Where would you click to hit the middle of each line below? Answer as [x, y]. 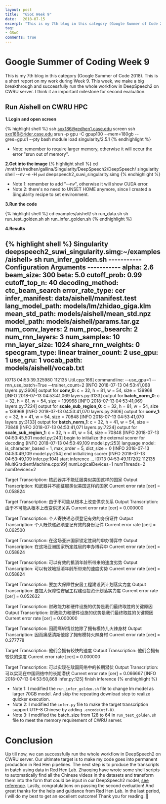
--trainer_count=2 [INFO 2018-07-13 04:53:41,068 [99, 385]
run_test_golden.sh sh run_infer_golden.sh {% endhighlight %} [69, 219]
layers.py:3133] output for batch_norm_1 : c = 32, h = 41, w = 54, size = [77, 422]
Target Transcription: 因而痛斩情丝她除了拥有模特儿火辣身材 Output [74, 628]
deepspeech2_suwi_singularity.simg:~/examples [83, 252]
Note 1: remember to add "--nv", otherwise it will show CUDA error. [81, 184]
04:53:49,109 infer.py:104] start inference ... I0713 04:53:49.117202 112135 [80, 459]
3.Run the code [21, 204]
